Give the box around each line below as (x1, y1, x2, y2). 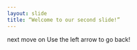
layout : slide (7, 10, 48, 17)
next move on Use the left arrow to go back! (7, 35, 131, 43)
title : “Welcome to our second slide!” (7, 16, 121, 23)
